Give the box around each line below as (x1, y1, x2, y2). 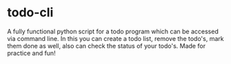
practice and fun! (7, 49, 57, 57)
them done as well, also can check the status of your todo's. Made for (7, 42, 205, 50)
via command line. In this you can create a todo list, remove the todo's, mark (7, 34, 224, 42)
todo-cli (7, 5, 54, 20)
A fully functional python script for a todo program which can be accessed (7, 27, 219, 35)
